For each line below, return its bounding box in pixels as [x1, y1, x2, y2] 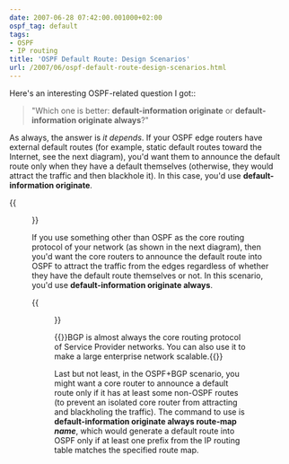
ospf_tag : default [9, 22, 78, 31]
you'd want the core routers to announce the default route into [31, 250, 263, 261]
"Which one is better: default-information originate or [31, 105, 233, 116]
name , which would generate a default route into [54, 425, 235, 436]
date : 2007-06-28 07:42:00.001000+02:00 [9, 13, 163, 22]
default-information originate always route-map [54, 416, 238, 426]
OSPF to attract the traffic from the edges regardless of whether [31, 260, 269, 271]
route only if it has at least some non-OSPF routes [54, 387, 239, 398]
